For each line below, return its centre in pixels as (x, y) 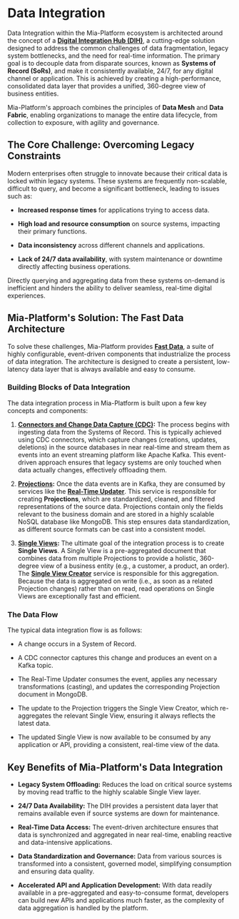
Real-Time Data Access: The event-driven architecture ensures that (118, 827)
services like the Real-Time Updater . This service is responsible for (117, 491)
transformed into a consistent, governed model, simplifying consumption (124, 863)
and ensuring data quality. (56, 871)
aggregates (35, 716)
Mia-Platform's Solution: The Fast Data (96, 318)
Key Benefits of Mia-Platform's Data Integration (115, 767)
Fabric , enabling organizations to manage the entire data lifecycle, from (112, 115)
